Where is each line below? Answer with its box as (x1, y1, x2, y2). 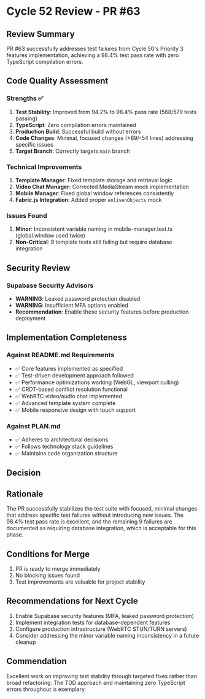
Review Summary (6, 29, 75, 39)
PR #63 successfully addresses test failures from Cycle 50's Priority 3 (6, 45, 184, 52)
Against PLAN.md (6, 422, 61, 430)
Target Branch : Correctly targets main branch (15, 147, 130, 155)
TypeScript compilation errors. (6, 58, 83, 65)
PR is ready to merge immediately (15, 565, 101, 572)
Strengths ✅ (6, 94, 44, 102)
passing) (15, 115, 38, 122)
